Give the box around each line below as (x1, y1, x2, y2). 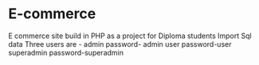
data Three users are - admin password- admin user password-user (8, 39, 232, 48)
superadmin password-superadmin (8, 48, 124, 57)
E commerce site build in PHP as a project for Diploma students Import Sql (8, 31, 253, 40)
